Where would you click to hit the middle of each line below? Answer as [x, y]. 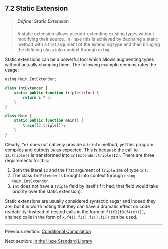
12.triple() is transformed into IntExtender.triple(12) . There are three [80, 155]
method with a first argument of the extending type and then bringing [89, 44]
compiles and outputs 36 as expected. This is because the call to [72, 150]
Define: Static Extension [43, 21]
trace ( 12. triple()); [44, 126]
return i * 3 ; [38, 97]
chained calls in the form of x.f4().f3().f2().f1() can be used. [71, 217]
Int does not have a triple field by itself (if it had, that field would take [85, 186]
